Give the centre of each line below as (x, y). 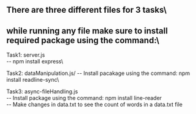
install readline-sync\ (33, 80)
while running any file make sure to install (87, 31)
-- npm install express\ (35, 62)
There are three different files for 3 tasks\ (86, 10)
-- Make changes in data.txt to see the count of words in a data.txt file (95, 105)
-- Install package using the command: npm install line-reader (84, 98)
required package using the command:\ (83, 40)
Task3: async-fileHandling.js (42, 91)
